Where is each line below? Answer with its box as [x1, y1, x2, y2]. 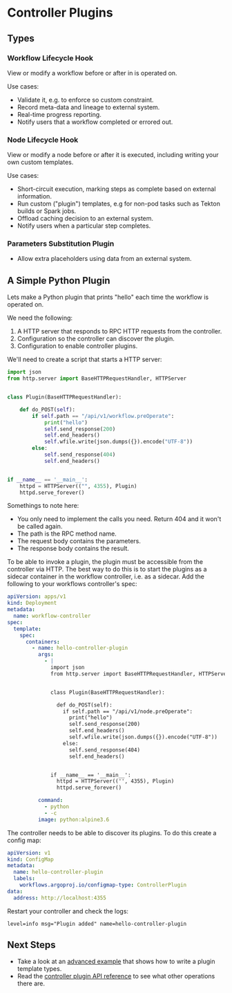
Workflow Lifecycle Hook [7, 53, 94, 63]
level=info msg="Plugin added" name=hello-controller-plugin [7, 920, 187, 927]
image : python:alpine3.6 [37, 816, 110, 823]
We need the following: [7, 313, 73, 322]
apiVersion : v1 [7, 849, 51, 856]
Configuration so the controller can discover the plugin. [17, 334, 175, 343]
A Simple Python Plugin [7, 275, 110, 286]
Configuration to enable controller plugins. [17, 342, 138, 350]
